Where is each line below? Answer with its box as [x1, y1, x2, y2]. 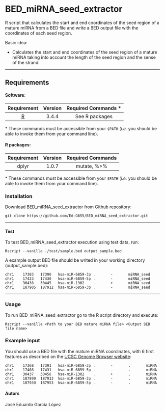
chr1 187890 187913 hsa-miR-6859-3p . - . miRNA [5, 376, 157, 381]
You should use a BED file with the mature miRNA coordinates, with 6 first [5, 348, 154, 354]
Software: [5, 92, 26, 98]
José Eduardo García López [5, 402, 61, 408]
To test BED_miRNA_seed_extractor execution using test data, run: [5, 239, 139, 245]
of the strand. [12, 59, 40, 65]
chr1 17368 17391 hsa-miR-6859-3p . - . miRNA [5, 363, 157, 368]
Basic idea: [5, 39, 27, 45]
